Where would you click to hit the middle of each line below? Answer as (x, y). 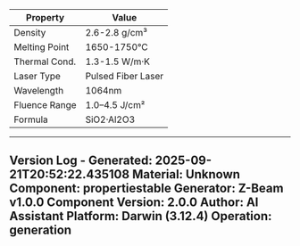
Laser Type (37, 76)
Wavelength (39, 90)
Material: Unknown (187, 174)
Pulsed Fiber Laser (125, 76)
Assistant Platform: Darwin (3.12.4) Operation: (141, 216)
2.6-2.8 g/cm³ (116, 33)
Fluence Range (46, 105)
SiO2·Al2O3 (110, 119)
